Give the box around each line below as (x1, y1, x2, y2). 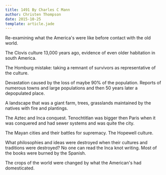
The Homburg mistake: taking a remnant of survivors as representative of (5, 65, 156, 71)
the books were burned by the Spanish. (5, 150, 86, 156)
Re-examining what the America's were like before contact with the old (5, 35, 151, 41)
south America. (5, 55, 36, 61)
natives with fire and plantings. (5, 105, 68, 111)
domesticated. (5, 165, 35, 171)
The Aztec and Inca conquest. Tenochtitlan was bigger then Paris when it (5, 115, 156, 121)
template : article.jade (5, 21, 55, 26)
